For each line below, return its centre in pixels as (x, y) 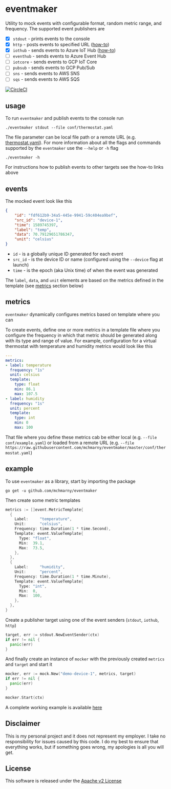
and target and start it (29, 664)
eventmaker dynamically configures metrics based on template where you (83, 314)
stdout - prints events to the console (51, 39)
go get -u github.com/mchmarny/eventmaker (51, 490)
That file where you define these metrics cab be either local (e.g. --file (81, 437)
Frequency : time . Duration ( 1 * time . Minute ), (63, 576)
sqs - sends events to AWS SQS (46, 79)
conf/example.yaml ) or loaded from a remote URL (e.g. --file (70, 443)
